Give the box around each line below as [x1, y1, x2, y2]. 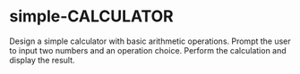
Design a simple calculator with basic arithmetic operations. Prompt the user [9, 36, 291, 46]
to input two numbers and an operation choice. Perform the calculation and [9, 45, 287, 55]
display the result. [9, 54, 75, 65]
